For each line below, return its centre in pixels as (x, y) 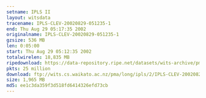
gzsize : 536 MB (26, 40)
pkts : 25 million (29, 68)
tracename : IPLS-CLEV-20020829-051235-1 (59, 23)
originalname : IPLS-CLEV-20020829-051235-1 (63, 35)
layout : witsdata (29, 18)
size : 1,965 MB (26, 80)
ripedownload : (25, 63)
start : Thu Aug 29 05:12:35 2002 (49, 52)
